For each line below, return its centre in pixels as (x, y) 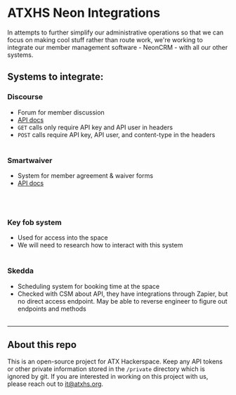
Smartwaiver (30, 160)
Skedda (20, 271)
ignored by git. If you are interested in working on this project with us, (108, 377)
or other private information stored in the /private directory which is (106, 369)
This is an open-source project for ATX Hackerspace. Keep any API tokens (115, 362)
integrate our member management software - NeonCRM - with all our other (118, 47)
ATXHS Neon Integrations (84, 13)
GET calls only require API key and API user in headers (95, 127)
